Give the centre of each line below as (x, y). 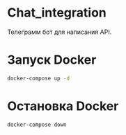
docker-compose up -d (39, 78)
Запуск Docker (52, 60)
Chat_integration (57, 13)
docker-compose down (37, 125)
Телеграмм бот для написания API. (60, 32)
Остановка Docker (63, 106)
